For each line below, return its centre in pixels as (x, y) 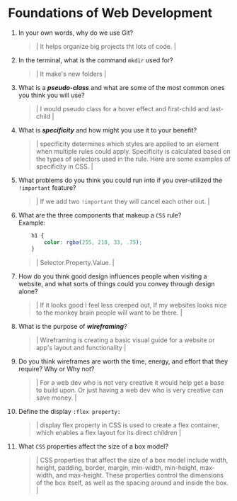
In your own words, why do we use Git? (76, 33)
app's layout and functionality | (81, 347)
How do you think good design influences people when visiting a (112, 276)
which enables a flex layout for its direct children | (109, 432)
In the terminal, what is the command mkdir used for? (96, 60)
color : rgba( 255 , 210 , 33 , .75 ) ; (93, 242)
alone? (28, 291)
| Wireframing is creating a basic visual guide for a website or (125, 340)
